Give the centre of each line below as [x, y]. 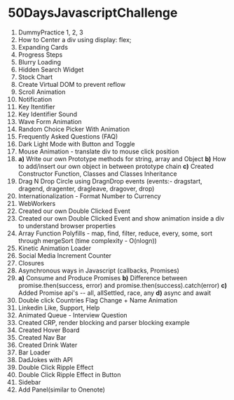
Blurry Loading [40, 62]
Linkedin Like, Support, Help [59, 308]
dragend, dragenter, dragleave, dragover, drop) [86, 188]
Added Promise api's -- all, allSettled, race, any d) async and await [115, 293]
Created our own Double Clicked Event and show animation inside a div [121, 218]
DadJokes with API [45, 359]
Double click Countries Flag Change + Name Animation [98, 300]
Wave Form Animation [50, 121]
